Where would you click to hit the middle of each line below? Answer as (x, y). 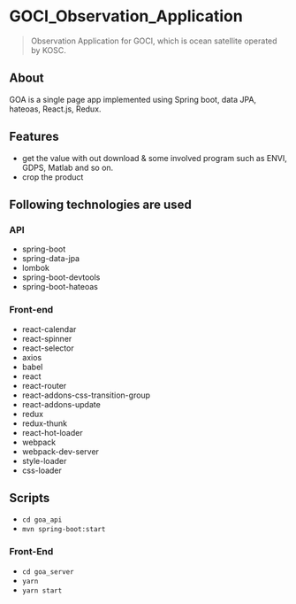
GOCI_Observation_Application (126, 16)
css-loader (42, 470)
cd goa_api (42, 520)
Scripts (30, 498)
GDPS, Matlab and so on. (68, 167)
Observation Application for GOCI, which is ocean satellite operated (154, 41)
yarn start (42, 591)
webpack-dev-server (61, 451)
